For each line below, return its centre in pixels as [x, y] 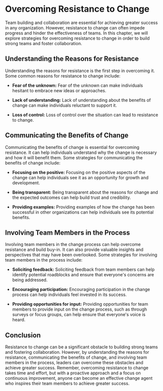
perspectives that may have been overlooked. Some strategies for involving [81, 255]
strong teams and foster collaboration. [44, 43]
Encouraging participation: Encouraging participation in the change [81, 290]
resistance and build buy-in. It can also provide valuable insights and [74, 250]
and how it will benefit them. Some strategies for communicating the [74, 157]
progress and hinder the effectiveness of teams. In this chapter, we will [77, 33]
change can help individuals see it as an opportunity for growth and [80, 177]
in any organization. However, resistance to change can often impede [75, 27]
